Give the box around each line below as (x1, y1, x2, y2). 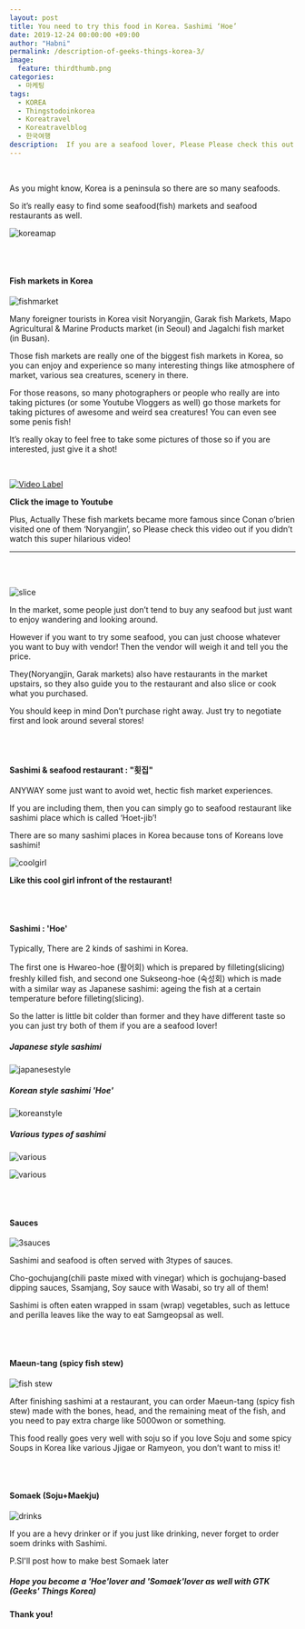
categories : (9, 73, 54, 82)
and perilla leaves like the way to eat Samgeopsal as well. (9, 1310, 224, 1321)
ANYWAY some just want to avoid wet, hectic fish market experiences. (9, 785, 274, 796)
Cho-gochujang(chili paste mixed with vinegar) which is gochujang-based (9, 1273, 287, 1284)
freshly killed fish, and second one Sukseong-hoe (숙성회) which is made (9, 974, 281, 984)
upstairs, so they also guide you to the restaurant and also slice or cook (9, 678, 277, 689)
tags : (9, 89, 30, 98)
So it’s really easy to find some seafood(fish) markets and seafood (9, 200, 257, 211)
